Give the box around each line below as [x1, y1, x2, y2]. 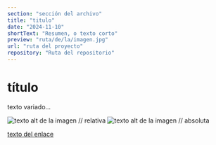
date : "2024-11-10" [7, 23, 65, 30]
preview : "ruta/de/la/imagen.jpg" [7, 36, 109, 43]
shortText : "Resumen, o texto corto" [7, 29, 118, 37]
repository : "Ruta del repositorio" [7, 50, 115, 57]
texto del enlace [7, 130, 54, 138]
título [7, 80, 39, 95]
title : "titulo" [7, 17, 55, 24]
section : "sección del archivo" [7, 10, 102, 18]
